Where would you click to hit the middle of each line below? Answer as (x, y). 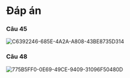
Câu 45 (17, 29)
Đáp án (24, 11)
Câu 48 (17, 56)
